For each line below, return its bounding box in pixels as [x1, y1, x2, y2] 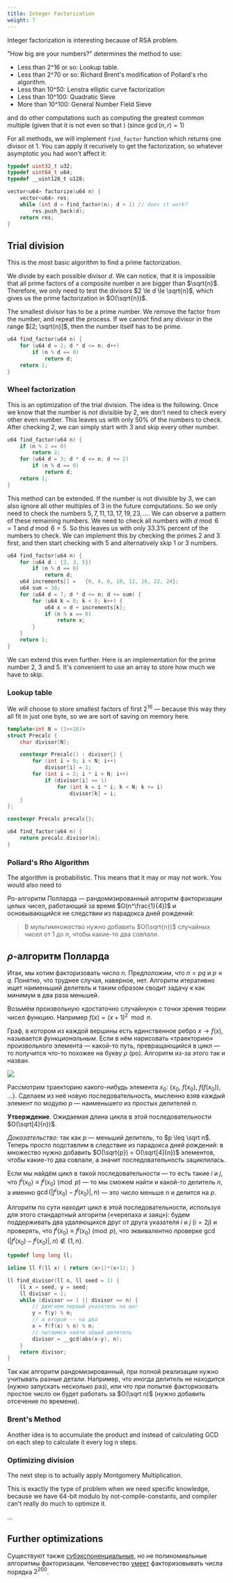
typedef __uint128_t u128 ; [7, 176, 86, 183]
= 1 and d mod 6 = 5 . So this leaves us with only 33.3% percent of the [7, 523, 209, 532]
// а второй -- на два [32, 1316, 98, 1323]
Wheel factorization [7, 385, 76, 395]
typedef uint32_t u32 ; [7, 162, 73, 169]
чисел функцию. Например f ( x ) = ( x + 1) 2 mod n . [7, 1011, 152, 1021]
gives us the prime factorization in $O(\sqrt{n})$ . [7, 294, 147, 303]
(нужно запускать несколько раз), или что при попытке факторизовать [7, 1382, 219, 1391]
